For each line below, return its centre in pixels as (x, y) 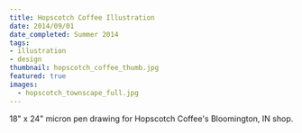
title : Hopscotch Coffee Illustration (82, 18)
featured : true (38, 76)
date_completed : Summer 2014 (64, 34)
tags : (19, 43)
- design (26, 59)
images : (24, 84)
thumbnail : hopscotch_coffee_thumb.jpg (84, 68)
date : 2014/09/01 (42, 26)
